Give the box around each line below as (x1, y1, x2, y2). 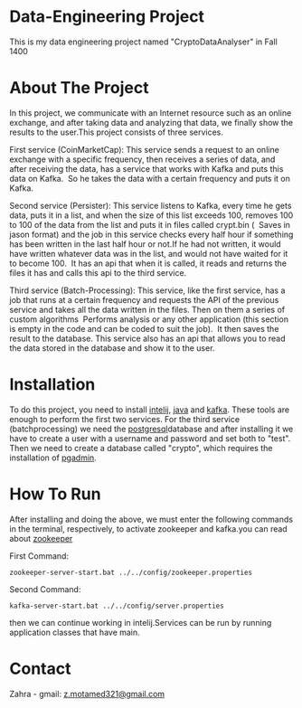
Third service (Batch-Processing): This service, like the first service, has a (9, 285, 286, 296)
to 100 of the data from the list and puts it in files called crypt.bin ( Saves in (9, 219, 291, 230)
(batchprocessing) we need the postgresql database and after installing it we (9, 423, 294, 434)
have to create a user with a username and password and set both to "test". (9, 432, 291, 444)
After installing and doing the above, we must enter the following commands (9, 514, 294, 524)
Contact (9, 658, 71, 679)
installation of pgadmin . (9, 452, 97, 463)
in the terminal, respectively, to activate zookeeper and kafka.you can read (9, 523, 288, 534)
